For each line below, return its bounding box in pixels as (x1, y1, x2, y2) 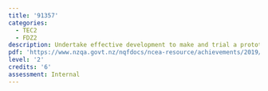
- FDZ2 (15, 33, 37, 42)
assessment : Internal (8, 70, 81, 78)
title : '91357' (8, 11, 59, 20)
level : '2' (8, 56, 45, 64)
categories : (8, 19, 48, 27)
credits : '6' (8, 63, 52, 71)
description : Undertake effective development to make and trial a (8, 41, 238, 49)
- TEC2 (15, 26, 37, 34)
